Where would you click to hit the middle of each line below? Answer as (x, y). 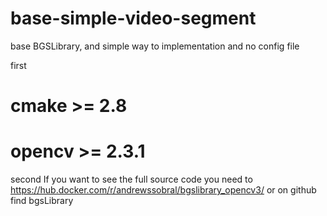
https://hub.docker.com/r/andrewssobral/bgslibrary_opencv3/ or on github (163, 190)
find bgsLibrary (42, 201)
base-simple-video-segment (133, 18)
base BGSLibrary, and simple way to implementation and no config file (155, 46)
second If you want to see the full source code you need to (131, 179)
